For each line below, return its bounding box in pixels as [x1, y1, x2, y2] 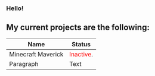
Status [71, 40, 91, 48]
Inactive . [69, 50, 94, 58]
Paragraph [9, 59, 39, 68]
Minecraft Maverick [9, 50, 64, 58]
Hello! [6, 4, 24, 12]
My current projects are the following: [6, 23, 150, 33]
